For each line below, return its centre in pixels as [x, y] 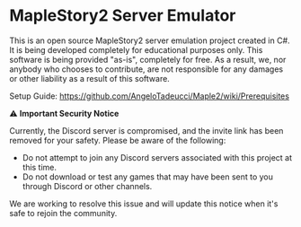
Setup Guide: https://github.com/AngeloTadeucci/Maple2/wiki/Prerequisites [150, 96]
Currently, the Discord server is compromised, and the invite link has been [146, 130]
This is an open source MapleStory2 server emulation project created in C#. [150, 40]
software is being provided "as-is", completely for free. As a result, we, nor [148, 59]
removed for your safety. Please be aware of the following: [118, 140]
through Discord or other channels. [87, 186]
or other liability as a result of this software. [90, 78]
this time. [39, 167]
